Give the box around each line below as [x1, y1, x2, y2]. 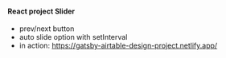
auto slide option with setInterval [18, 33, 128, 42]
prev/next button [18, 24, 75, 33]
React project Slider [7, 6, 76, 16]
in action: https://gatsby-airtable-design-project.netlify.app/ [18, 41, 218, 51]
